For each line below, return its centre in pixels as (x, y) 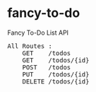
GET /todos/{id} (56, 60)
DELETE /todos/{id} (56, 81)
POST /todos (47, 67)
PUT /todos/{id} (56, 74)
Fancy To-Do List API (38, 33)
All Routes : (30, 46)
